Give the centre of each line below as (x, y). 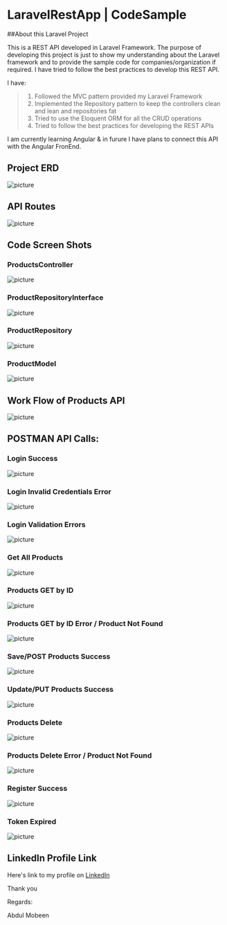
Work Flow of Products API (66, 400)
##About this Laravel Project (48, 34)
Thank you (22, 888)
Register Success (37, 789)
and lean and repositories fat (75, 111)
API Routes (31, 207)
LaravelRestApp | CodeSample (97, 15)
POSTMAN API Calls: (53, 439)
